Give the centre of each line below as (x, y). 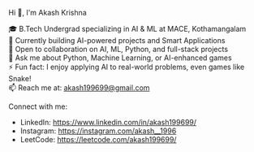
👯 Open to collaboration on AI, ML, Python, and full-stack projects (118, 49)
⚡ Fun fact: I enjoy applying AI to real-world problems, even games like (127, 67)
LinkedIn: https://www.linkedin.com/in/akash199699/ (108, 122)
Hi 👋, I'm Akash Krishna (47, 13)
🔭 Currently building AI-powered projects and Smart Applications (117, 40)
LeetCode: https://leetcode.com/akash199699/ (98, 139)
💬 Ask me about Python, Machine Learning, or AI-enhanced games (121, 58)
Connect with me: (38, 106)
